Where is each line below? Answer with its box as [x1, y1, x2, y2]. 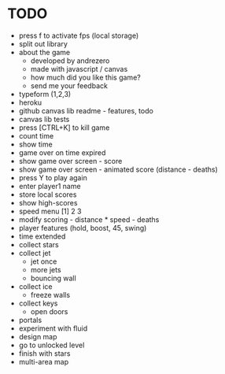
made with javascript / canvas [30, 64, 128, 73]
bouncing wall [30, 273, 76, 283]
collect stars [18, 239, 60, 249]
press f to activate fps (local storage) [18, 31, 139, 40]
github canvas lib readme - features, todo [18, 106, 154, 115]
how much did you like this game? [30, 72, 141, 82]
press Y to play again [18, 172, 87, 182]
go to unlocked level [18, 340, 85, 350]
